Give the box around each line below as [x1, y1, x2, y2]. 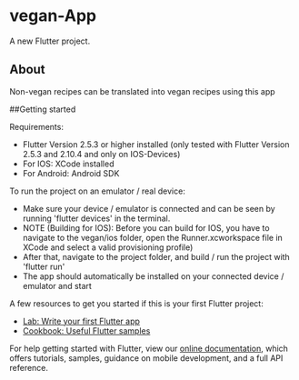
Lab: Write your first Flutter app [22, 315, 141, 326]
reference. [9, 362, 48, 373]
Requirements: [9, 121, 64, 132]
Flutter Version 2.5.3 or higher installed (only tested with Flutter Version [22, 138, 290, 150]
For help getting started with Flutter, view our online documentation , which [9, 343, 289, 354]
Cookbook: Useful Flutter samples [22, 325, 151, 336]
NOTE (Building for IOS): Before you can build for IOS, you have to [22, 222, 270, 233]
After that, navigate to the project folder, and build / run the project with [22, 251, 291, 262]
